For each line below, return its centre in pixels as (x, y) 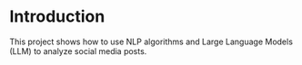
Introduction (57, 17)
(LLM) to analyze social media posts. (78, 51)
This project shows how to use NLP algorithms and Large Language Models (151, 42)
